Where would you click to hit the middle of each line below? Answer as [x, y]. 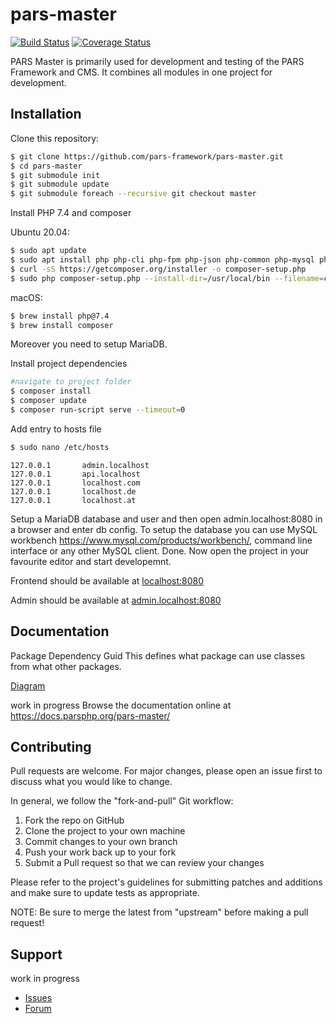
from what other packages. [66, 666]
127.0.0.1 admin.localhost [80, 465]
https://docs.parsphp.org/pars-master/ [90, 715]
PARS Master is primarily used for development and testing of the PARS [157, 61]
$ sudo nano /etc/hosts [60, 447]
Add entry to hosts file [56, 429]
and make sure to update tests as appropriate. [105, 893]
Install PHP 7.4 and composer [71, 213]
